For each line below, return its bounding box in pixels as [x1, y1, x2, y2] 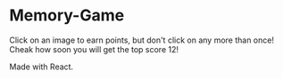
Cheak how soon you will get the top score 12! [9, 43, 179, 54]
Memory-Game [9, 5, 125, 26]
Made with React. [9, 61, 74, 72]
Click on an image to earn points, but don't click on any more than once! [9, 35, 275, 45]
